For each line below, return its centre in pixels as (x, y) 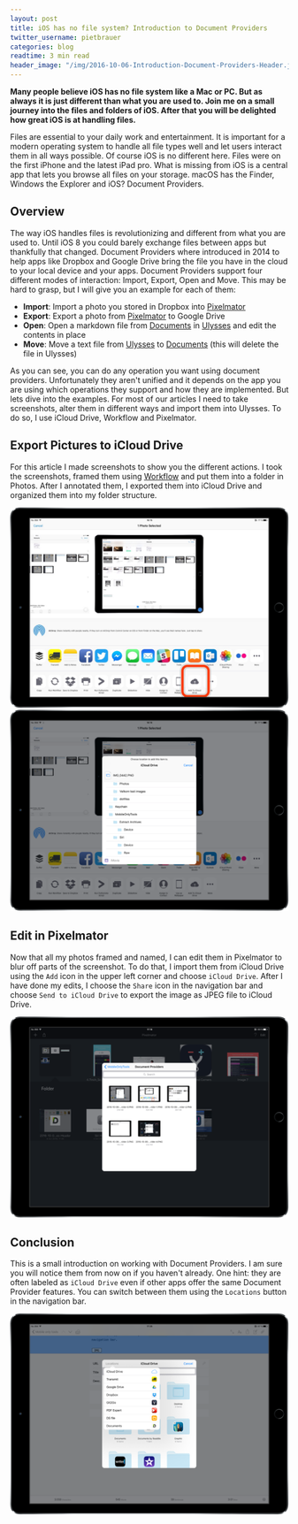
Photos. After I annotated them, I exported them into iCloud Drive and (136, 486)
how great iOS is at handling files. (73, 120)
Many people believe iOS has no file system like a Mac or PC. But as (137, 92)
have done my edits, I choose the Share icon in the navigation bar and (137, 985)
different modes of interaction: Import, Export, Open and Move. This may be (148, 280)
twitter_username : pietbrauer (66, 37)
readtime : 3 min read (50, 56)
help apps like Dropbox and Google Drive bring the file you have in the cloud (149, 261)
